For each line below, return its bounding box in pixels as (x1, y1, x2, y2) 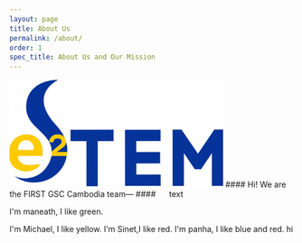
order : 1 (9, 43, 42, 52)
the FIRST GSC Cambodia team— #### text (9, 188, 184, 199)
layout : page (9, 14, 59, 23)
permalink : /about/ (9, 33, 83, 42)
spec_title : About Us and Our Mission (9, 52, 156, 62)
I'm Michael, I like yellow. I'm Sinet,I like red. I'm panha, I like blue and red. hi (9, 223, 294, 234)
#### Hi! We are (224, 179, 287, 190)
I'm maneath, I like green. (9, 206, 104, 217)
